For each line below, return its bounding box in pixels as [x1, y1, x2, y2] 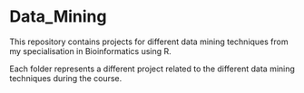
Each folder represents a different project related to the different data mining [9, 63, 295, 74]
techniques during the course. [9, 72, 123, 83]
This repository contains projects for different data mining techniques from [9, 36, 289, 47]
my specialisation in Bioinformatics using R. [9, 45, 172, 56]
